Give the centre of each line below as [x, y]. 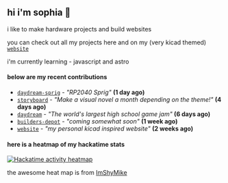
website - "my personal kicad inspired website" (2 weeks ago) [105, 129]
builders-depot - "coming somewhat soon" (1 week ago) [97, 122]
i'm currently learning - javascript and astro [68, 61]
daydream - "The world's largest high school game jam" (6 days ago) [114, 114]
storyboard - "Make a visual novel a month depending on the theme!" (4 [119, 100]
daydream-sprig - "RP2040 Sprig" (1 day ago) [81, 92]
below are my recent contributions [57, 77]
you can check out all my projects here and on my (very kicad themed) [107, 42]
